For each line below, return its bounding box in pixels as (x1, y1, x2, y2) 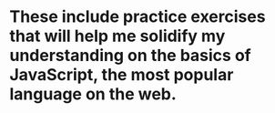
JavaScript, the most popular (9, 65, 234, 86)
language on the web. (9, 84, 178, 105)
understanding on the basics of (9, 46, 252, 66)
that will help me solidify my (9, 26, 226, 46)
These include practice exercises (9, 6, 266, 27)
